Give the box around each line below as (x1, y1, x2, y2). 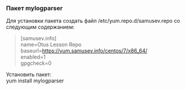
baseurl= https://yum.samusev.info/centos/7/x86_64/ (20, 47, 148, 54)
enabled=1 (20, 54, 46, 61)
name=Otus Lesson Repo (20, 41, 82, 48)
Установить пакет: (6, 71, 51, 78)
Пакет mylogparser (6, 4, 63, 12)
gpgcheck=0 (20, 60, 51, 67)
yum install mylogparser (6, 77, 64, 84)
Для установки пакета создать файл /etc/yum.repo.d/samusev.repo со (6, 18, 180, 25)
